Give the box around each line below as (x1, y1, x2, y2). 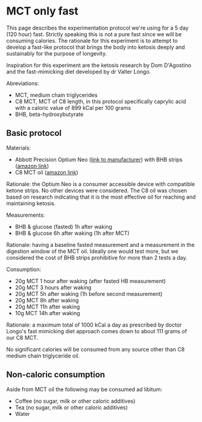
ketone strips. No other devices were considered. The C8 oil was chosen (6, 187, 188, 194)
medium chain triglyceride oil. (6, 352, 80, 359)
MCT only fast (6, 4, 78, 18)
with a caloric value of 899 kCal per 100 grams (14, 104, 131, 111)
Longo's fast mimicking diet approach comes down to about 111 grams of (6, 327, 187, 334)
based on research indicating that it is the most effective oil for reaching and (6, 193, 196, 200)
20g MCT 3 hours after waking (14, 284, 92, 291)
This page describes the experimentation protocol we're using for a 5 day (6, 24, 189, 31)
